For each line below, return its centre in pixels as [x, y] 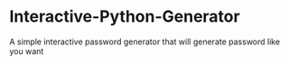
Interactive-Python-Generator [125, 17]
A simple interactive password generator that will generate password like [145, 42]
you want [27, 51]
